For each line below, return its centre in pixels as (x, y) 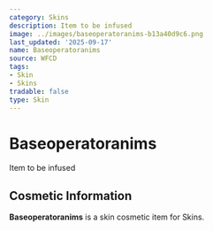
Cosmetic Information (71, 196)
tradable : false (39, 91)
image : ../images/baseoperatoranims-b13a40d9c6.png (106, 34)
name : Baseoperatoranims (55, 50)
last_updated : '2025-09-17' (61, 42)
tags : (19, 67)
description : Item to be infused (71, 26)
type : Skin (29, 100)
